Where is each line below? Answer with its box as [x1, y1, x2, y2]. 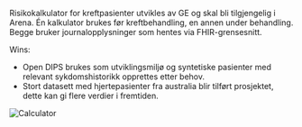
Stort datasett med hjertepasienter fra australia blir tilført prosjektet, [22, 81, 274, 91]
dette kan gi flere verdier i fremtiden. [22, 90, 160, 101]
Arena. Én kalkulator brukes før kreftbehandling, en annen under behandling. [9, 17, 294, 28]
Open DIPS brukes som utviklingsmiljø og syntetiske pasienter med [22, 62, 272, 72]
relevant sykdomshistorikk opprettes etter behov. [22, 71, 206, 82]
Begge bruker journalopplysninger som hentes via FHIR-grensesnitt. [9, 27, 263, 37]
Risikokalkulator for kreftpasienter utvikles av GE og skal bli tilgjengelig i [9, 8, 277, 18]
